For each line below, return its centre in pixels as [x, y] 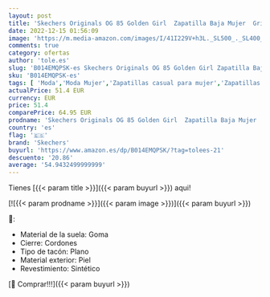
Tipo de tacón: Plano [54, 252]
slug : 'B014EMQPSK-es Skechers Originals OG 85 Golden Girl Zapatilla [129, 68]
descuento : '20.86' [41, 157]
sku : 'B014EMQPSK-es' [45, 75]
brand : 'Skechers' [39, 142]
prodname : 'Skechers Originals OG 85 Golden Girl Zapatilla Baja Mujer [133, 120]
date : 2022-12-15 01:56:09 [53, 31]
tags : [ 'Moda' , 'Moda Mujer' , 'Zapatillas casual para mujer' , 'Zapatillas [135, 83]
